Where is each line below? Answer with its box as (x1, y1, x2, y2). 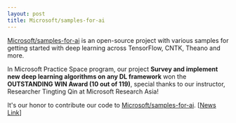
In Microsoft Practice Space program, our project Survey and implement (7, 65, 218, 73)
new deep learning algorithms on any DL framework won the (7, 72, 187, 81)
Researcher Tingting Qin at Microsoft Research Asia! (7, 87, 159, 96)
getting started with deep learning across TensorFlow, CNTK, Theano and (7, 44, 221, 52)
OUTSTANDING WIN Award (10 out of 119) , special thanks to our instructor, (7, 79, 226, 88)
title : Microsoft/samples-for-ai (7, 17, 105, 24)
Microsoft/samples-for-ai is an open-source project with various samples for (7, 36, 229, 44)
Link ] (7, 108, 22, 117)
